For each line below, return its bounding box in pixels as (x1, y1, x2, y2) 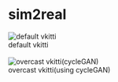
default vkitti (8, 39, 49, 49)
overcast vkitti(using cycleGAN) (8, 65, 111, 74)
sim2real (8, 6, 67, 24)
